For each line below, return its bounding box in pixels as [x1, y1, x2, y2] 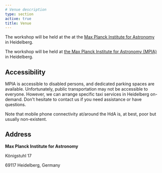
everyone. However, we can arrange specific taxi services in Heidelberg [5, 91, 149, 97]
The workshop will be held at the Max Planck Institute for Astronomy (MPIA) [5, 49, 157, 55]
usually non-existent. [5, 116, 47, 122]
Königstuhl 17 [5, 153, 32, 158]
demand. [5, 96, 23, 102]
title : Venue [5, 20, 32, 26]
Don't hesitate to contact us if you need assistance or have [23, 96, 142, 102]
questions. [5, 102, 26, 108]
